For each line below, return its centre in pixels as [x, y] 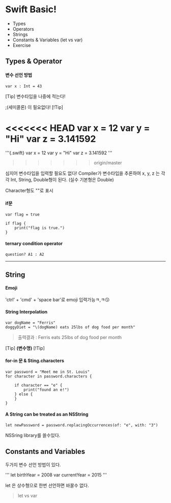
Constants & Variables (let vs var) [48, 40]
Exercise [22, 45]
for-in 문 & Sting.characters [35, 361]
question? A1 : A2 [25, 254]
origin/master [108, 163]
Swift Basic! [31, 9]
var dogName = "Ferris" [31, 323]
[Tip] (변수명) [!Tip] [25, 348]
